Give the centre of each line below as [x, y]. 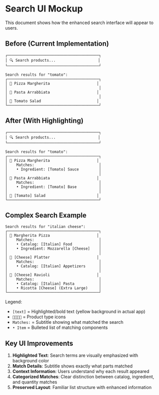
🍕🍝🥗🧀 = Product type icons [39, 317]
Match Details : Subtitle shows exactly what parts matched [73, 366]
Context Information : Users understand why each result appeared [81, 371]
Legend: [14, 302]
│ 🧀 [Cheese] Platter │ [52, 258]
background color [31, 361]
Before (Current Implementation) [57, 44]
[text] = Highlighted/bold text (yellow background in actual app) [79, 312]
